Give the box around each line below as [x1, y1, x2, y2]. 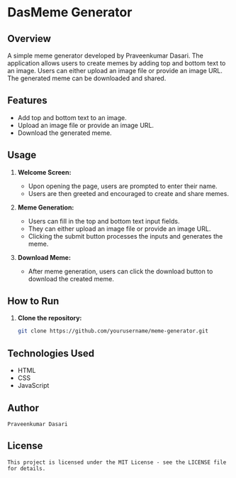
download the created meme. [28, 274, 115, 283]
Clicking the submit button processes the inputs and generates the [28, 232, 223, 240]
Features [7, 94, 47, 107]
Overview [7, 33, 52, 45]
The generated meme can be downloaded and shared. [7, 74, 167, 82]
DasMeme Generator [7, 4, 133, 21]
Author [7, 402, 39, 414]
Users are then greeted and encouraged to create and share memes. [28, 189, 229, 197]
